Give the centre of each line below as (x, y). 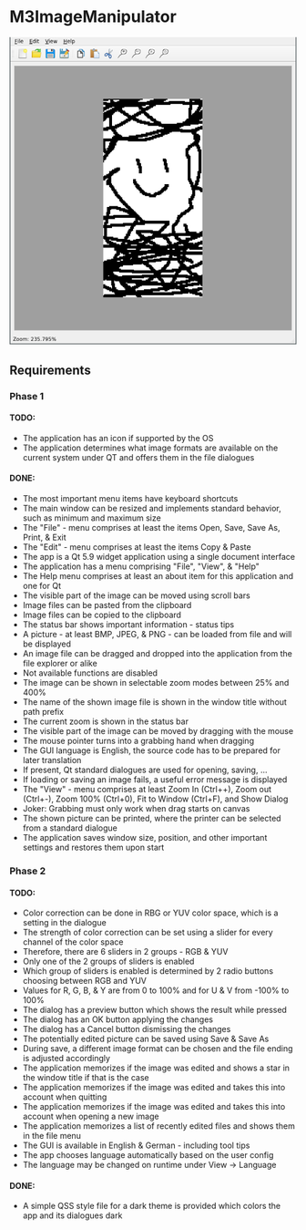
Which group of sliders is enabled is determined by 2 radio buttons (148, 971)
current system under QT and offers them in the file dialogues (138, 457)
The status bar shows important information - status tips (128, 625)
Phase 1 (27, 396)
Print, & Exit (44, 537)
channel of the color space (73, 942)
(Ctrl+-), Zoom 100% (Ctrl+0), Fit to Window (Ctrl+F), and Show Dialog (155, 799)
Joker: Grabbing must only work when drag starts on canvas (136, 809)
